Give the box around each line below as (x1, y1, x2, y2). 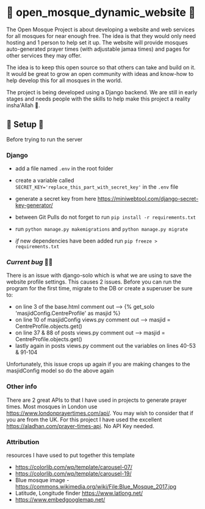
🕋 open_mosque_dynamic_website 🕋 (6, 6, 196, 20)
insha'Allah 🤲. (6, 101, 41, 109)
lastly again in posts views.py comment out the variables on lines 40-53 (15, 342, 196, 350)
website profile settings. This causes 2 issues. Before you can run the (6, 278, 182, 285)
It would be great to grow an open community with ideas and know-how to (6, 70, 194, 77)
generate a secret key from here (15, 195, 96, 203)
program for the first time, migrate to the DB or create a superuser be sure (6, 285, 193, 292)
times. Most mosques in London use (6, 402, 98, 410)
